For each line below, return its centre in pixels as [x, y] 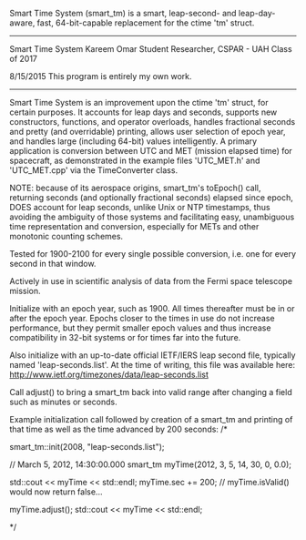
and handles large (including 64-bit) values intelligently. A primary [133, 141]
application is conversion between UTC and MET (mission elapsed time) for [151, 151]
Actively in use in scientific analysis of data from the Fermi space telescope [151, 281]
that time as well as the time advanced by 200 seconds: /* [118, 429]
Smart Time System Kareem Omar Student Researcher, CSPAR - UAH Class [151, 49]
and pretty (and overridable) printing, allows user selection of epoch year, [148, 132]
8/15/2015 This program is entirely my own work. [101, 76]
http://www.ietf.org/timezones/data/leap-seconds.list [109, 374]
